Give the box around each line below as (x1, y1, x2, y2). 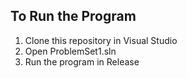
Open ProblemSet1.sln (24, 45, 117, 57)
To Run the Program (10, 8, 137, 25)
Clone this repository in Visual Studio (24, 34, 178, 46)
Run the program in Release (24, 55, 140, 68)
